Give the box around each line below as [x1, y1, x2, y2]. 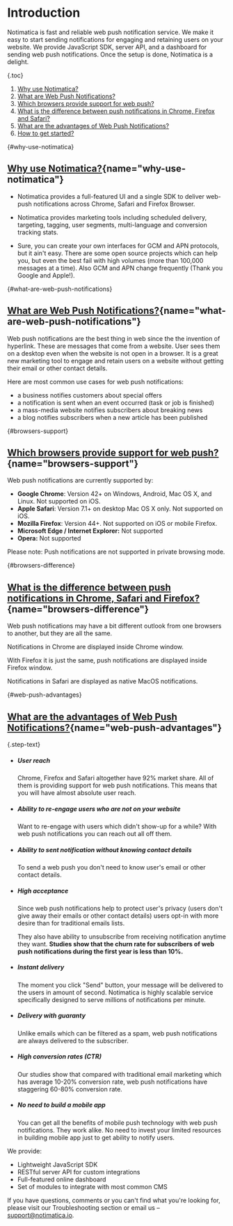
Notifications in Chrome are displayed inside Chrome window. [7, 643, 184, 651]
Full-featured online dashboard [17, 1175, 106, 1183]
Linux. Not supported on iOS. [17, 497, 101, 506]
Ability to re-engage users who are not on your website [17, 804, 181, 813]
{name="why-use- [102, 162, 186, 175]
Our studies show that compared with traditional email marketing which [17, 1070, 222, 1078]
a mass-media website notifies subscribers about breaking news [17, 406, 203, 414]
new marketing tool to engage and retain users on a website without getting [7, 356, 224, 365]
